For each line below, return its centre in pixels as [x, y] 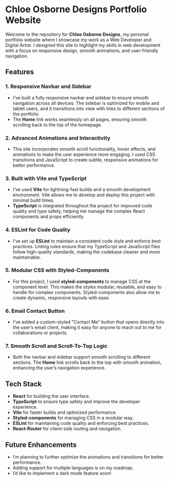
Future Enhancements [41, 445]
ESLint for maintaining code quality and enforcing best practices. [81, 423]
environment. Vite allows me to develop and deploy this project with [84, 195]
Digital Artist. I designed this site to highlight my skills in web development [83, 45]
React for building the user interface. [51, 396]
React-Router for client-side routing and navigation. [67, 429]
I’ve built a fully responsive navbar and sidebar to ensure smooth [81, 97]
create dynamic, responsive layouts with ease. [61, 298]
